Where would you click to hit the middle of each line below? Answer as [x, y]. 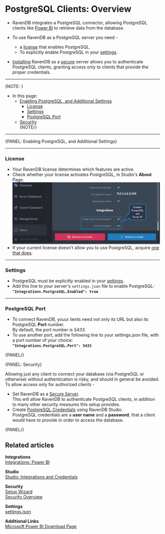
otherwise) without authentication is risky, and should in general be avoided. [82, 379]
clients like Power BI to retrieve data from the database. [68, 28]
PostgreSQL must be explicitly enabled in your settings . [68, 281]
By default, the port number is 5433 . [49, 330]
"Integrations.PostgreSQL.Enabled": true [55, 292]
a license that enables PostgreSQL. [55, 47]
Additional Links [22, 521]
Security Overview [24, 497]
